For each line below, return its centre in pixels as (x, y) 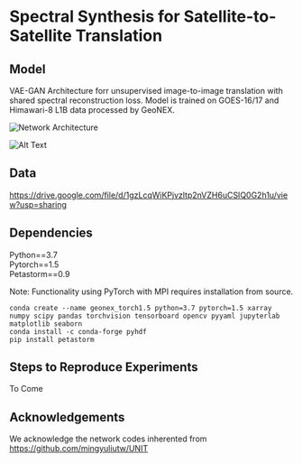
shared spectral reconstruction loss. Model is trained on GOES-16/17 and (144, 100)
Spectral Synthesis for (95, 17)
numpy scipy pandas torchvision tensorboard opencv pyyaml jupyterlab (145, 316)
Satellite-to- (230, 17)
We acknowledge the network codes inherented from (108, 439)
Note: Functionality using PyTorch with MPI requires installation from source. (151, 292)
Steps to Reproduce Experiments (104, 367)
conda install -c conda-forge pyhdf (78, 331)
